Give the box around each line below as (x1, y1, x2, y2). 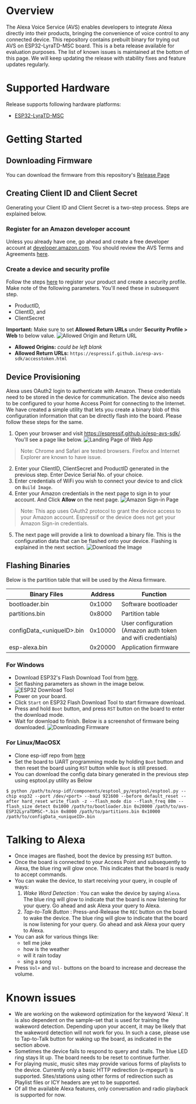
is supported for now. (14, 1091, 66, 1099)
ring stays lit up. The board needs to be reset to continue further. (14, 1054, 170, 1061)
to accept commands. (14, 871, 67, 878)
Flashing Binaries (6, 560, 71, 570)
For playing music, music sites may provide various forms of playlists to (14, 1060, 187, 1067)
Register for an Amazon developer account (6, 224, 130, 233)
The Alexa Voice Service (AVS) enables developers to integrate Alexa (6, 23, 172, 30)
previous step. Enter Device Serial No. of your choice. (14, 471, 144, 478)
